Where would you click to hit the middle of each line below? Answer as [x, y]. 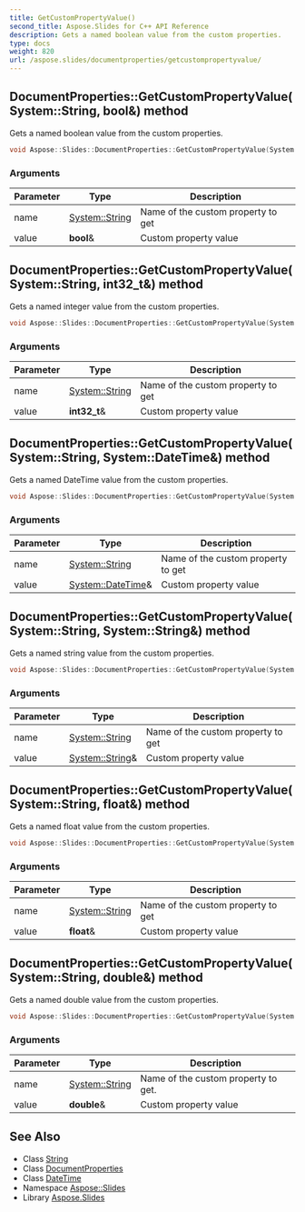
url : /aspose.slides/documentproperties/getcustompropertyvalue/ [135, 60]
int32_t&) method [153, 284]
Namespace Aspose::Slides [74, 1187]
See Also [35, 1137]
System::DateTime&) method [187, 458]
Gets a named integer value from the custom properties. [114, 306]
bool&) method [146, 111]
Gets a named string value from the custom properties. [112, 653]
